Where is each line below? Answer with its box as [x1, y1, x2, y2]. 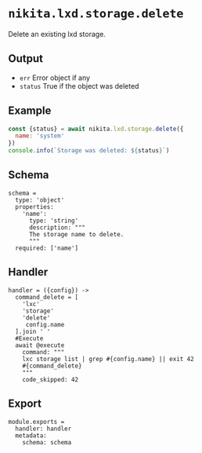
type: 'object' [15, 195, 65, 204]
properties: [15, 203, 55, 210]
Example [8, 104, 52, 118]
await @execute [15, 341, 65, 349]
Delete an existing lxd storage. [8, 29, 106, 38]
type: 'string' [28, 217, 79, 225]
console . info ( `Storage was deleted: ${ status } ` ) [8, 147, 170, 155]
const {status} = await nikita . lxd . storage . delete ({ [8, 125, 184, 133]
